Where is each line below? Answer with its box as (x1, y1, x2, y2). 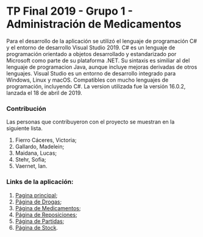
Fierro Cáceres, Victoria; (15, 136, 77, 144)
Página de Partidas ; (15, 218, 65, 225)
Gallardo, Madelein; (15, 143, 65, 150)
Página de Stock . (15, 224, 58, 231)
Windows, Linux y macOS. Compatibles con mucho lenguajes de (6, 76, 169, 83)
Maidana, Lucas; (15, 149, 57, 157)
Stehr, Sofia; (15, 156, 47, 163)
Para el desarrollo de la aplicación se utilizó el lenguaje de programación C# (6, 37, 197, 44)
